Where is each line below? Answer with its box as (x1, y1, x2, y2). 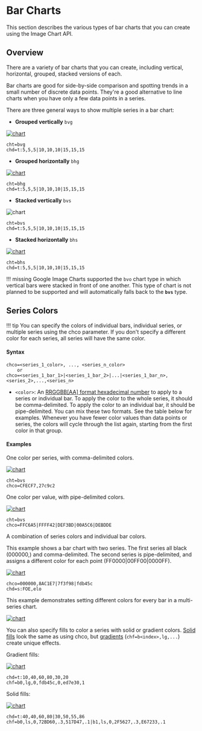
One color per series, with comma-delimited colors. (6, 454, 134, 461)
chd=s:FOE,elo (6, 586, 42, 592)
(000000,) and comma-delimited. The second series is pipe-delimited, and (6, 551, 192, 558)
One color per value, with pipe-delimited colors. (6, 493, 125, 501)
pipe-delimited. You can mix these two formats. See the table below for (14, 408, 192, 415)
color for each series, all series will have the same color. (6, 334, 146, 342)
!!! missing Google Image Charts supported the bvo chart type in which (6, 275, 181, 282)
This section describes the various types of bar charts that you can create (6, 24, 191, 31)
